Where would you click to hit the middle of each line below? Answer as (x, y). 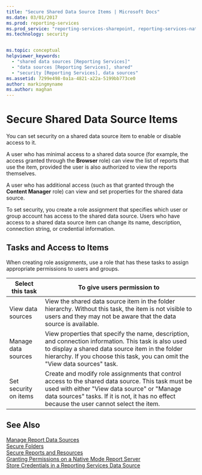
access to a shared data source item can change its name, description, (94, 222)
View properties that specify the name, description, (117, 333)
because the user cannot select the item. (103, 403)
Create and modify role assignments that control (113, 373)
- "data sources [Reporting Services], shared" (72, 67)
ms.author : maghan (29, 90)
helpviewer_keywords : (33, 56)
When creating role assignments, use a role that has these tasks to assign (97, 262)
